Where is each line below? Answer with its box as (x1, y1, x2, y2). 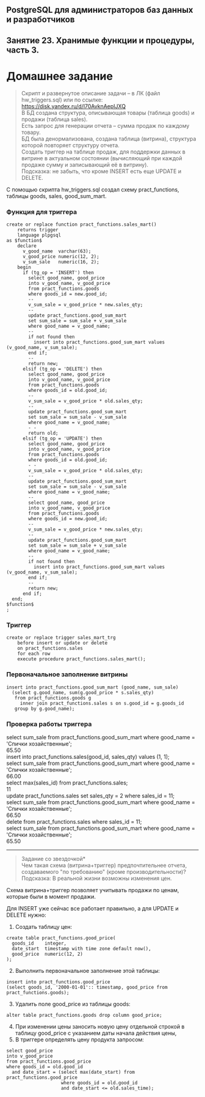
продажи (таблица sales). (21, 116, 88, 123)
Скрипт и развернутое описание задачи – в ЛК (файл (21, 89, 160, 97)
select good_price (6, 1047, 53, 1054)
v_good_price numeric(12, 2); (22, 254, 99, 260)
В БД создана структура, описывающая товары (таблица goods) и (21, 109, 195, 116)
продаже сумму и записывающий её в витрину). (21, 161, 148, 168)
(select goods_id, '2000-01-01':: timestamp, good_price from (6, 984, 168, 990)
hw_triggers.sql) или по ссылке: (21, 96, 103, 103)
